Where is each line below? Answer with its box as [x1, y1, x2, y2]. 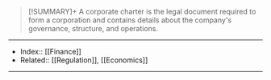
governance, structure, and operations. [27, 24, 159, 33]
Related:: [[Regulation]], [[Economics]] [19, 55, 148, 65]
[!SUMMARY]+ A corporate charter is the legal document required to [27, 7, 256, 16]
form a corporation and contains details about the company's [27, 15, 232, 25]
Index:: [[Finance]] [19, 47, 82, 56]
